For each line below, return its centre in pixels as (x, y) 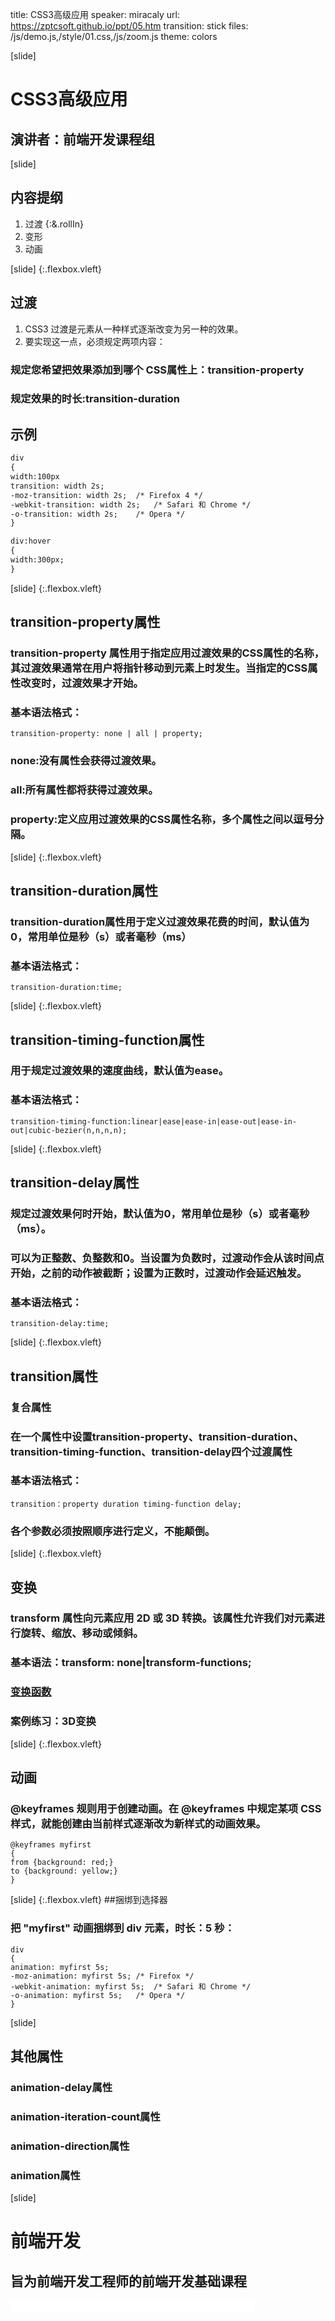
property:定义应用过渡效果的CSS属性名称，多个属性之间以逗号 (162, 820)
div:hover (31, 541)
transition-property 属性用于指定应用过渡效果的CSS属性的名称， (167, 653)
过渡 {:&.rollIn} (54, 224)
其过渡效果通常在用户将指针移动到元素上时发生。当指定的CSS (159, 668)
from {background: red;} (62, 1863)
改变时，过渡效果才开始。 (82, 683)
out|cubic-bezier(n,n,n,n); (69, 1130)
